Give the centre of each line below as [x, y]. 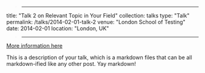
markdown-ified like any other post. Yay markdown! [71, 64]
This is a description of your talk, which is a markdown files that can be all [99, 57]
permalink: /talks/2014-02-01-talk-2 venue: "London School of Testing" [96, 22]
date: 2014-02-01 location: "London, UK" [58, 28]
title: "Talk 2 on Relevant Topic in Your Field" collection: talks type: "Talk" [98, 15]
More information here [34, 46]
